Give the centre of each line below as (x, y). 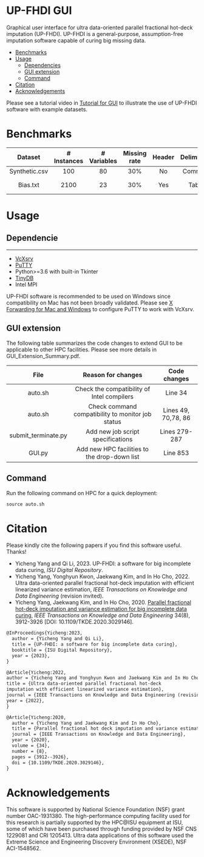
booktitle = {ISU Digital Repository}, (62, 650)
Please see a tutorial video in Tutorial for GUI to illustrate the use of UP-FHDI (102, 103)
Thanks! (16, 552)
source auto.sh (25, 504)
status (112, 421)
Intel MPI (26, 284)
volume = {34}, (31, 746)
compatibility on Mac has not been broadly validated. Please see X (90, 303)
